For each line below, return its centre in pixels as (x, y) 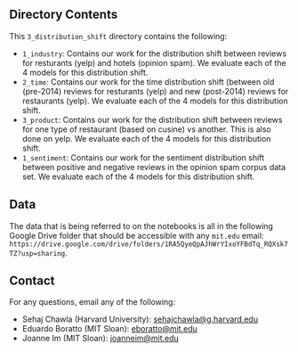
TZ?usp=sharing (37, 253)
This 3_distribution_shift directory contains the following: (118, 36)
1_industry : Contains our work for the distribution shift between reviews (154, 53)
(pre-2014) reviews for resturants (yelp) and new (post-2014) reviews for (155, 91)
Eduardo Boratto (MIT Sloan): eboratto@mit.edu (109, 329)
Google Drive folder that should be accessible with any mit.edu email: (137, 235)
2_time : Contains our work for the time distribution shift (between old (148, 82)
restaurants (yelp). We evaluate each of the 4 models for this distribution (155, 101)
